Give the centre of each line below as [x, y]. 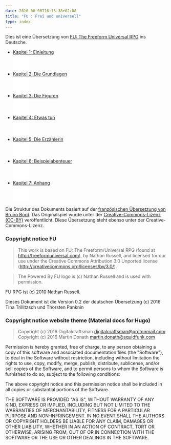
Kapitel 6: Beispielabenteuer [42, 161]
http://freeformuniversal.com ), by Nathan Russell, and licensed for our [92, 255]
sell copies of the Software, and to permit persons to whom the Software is [84, 369]
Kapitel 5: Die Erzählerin [38, 139]
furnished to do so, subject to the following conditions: [63, 374]
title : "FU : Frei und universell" [43, 16]
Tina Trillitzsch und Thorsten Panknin [45, 307]
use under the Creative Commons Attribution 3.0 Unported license [88, 261]
